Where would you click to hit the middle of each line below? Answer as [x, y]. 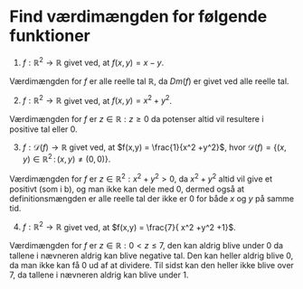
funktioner [50, 36]
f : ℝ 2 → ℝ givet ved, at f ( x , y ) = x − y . [93, 61]
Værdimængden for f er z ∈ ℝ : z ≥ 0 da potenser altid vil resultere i [137, 119]
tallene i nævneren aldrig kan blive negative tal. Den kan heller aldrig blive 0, [151, 256]
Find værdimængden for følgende [138, 17]
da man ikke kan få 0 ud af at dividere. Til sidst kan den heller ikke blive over [151, 266]
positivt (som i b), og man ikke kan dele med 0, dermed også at [127, 189]
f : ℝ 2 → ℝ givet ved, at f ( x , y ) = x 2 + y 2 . [97, 99]
